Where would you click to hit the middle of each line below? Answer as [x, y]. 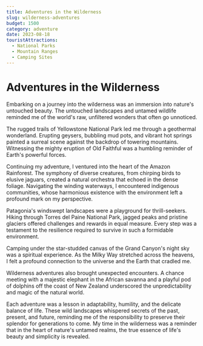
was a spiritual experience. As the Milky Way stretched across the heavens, [101, 254]
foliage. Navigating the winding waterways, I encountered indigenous [93, 185]
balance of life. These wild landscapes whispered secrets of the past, [93, 310]
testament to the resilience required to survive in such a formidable [90, 230]
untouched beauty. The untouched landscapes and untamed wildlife [92, 111]
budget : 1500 [23, 23]
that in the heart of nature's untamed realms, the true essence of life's [94, 330]
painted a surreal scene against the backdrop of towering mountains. [92, 142]
